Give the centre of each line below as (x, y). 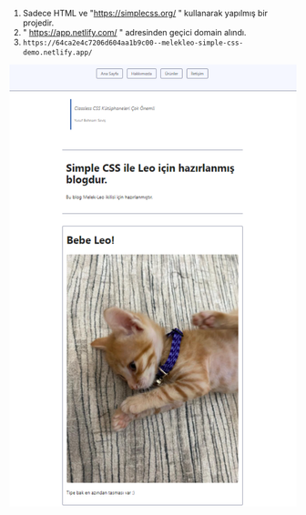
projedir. (38, 23)
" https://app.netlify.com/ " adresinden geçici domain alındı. (134, 32)
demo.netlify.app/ (57, 53)
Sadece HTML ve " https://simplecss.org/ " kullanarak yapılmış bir (145, 13)
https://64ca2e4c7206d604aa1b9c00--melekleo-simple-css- (133, 43)
